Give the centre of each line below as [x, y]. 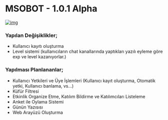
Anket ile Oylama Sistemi [38, 102]
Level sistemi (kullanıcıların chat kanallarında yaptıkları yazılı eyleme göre [87, 52]
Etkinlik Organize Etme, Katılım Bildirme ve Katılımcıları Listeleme [79, 96]
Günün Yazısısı [28, 107]
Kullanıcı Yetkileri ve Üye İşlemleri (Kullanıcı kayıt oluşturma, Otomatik [84, 81]
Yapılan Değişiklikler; [31, 35]
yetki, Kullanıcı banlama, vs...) [43, 86]
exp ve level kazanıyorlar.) [39, 57]
